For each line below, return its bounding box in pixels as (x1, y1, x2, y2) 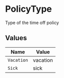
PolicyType (5, 3, 52, 15)
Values (5, 34, 27, 42)
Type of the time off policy (5, 20, 59, 26)
